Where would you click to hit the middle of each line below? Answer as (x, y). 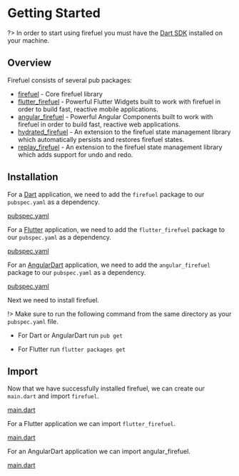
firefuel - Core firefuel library (60, 93)
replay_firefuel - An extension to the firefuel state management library (120, 147)
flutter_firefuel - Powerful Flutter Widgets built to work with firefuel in (119, 101)
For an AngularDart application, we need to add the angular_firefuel (109, 265)
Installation (33, 177)
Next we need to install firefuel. (54, 300)
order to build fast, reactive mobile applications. (88, 109)
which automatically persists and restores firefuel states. (101, 139)
